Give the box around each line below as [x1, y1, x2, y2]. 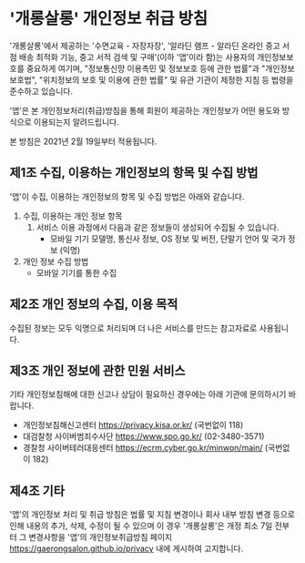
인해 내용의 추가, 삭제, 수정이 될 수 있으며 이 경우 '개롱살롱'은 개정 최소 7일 [9, 520, 273, 531]
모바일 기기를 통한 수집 [36, 267, 117, 278]
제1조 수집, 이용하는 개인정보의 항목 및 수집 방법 [9, 165, 259, 180]
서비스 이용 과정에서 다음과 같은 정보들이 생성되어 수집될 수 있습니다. [36, 221, 280, 232]
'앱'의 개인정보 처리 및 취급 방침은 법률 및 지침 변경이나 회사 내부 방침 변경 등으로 [9, 509, 296, 520]
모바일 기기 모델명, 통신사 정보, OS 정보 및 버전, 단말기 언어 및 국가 [49, 233, 287, 244]
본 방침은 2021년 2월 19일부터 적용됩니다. [9, 136, 158, 147]
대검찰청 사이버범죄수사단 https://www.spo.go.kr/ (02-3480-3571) [22, 431, 265, 442]
